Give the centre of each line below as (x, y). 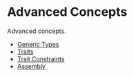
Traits (25, 52)
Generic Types (38, 44)
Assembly (31, 66)
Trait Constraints (41, 58)
